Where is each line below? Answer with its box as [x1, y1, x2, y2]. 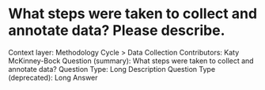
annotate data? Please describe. [8, 21, 225, 39]
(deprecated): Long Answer [8, 73, 98, 82]
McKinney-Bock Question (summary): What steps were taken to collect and [8, 56, 255, 66]
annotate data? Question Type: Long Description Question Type [8, 64, 216, 73]
